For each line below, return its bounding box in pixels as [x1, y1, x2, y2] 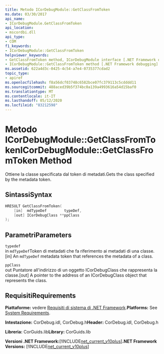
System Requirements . [5, 309, 51, 316]
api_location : [5, 25, 34, 30]
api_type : [5, 35, 25, 40]
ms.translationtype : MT [5, 89, 54, 94]
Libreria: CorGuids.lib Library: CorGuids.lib [5, 329, 91, 334]
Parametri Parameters [5, 231, 72, 239]
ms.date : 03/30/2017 [5, 12, 47, 17]
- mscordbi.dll [5, 30, 36, 35]
